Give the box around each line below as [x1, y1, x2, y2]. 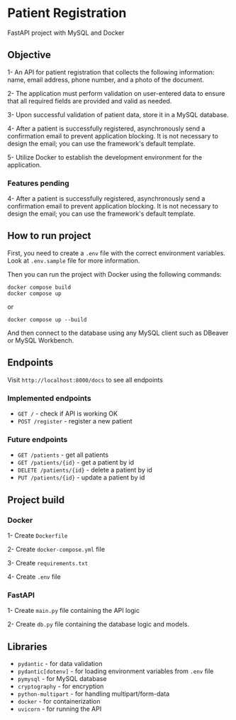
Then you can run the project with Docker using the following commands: [7, 270, 222, 278]
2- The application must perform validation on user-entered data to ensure [7, 89, 225, 97]
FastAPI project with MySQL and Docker [7, 28, 125, 37]
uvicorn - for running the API [17, 704, 102, 714]
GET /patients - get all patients [17, 450, 108, 459]
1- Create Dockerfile [7, 531, 68, 540]
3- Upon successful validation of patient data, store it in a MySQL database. [7, 110, 229, 118]
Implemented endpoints [7, 393, 91, 403]
